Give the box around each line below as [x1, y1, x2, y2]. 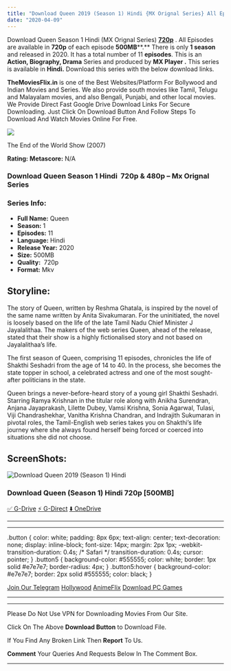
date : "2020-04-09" [7, 17, 63, 23]
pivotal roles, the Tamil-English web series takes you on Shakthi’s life [7, 418, 202, 426]
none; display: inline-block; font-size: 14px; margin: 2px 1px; [7, 540, 177, 548]
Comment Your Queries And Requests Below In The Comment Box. [7, 649, 198, 658]
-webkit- [178, 540, 203, 548]
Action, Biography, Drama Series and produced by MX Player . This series [7, 57, 219, 65]
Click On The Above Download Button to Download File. [7, 623, 167, 631]
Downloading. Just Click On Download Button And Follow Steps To [7, 107, 196, 116]
